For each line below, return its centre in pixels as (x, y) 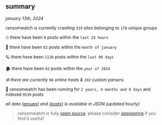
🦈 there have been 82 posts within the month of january (61, 47)
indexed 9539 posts (25, 94)
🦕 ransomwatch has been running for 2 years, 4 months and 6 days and (78, 89)
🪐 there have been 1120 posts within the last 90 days (60, 57)
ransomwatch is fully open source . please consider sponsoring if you (87, 113)
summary (20, 7)
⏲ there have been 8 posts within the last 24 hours (57, 37)
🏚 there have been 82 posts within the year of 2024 (58, 68)
